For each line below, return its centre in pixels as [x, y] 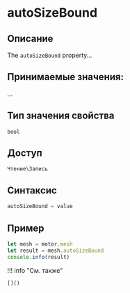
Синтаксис [32, 190]
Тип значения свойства [61, 116]
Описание [30, 39]
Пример [26, 228]
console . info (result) [39, 257]
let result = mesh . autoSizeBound [56, 251]
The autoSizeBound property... [50, 55]
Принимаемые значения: [65, 77]
